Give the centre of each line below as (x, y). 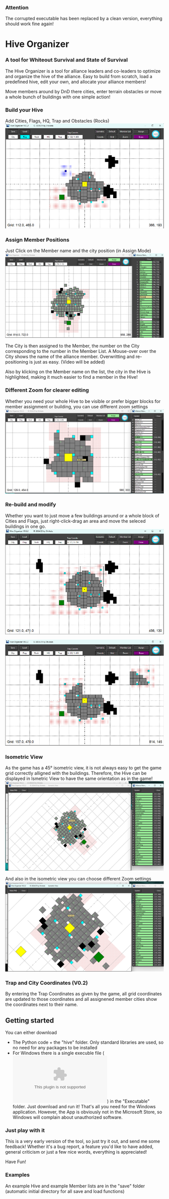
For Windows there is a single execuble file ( (58, 1053)
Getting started (30, 1020)
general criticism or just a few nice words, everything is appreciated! (76, 1152)
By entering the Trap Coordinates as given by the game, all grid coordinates (83, 994)
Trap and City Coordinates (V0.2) (47, 983)
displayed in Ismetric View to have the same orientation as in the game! (79, 778)
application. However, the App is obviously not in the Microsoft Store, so (87, 1112)
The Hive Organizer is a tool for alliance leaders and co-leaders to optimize (83, 71)
